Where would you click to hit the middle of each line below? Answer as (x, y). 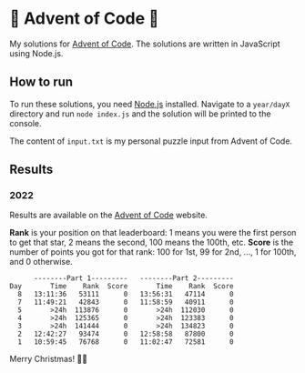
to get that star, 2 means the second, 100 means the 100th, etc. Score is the (152, 242)
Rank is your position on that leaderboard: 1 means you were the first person (153, 233)
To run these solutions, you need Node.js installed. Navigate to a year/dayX (150, 104)
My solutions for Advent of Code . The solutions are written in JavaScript (145, 44)
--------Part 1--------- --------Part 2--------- (133, 278)
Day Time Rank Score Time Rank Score (122, 287)
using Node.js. (36, 53)
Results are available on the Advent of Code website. (108, 215)
